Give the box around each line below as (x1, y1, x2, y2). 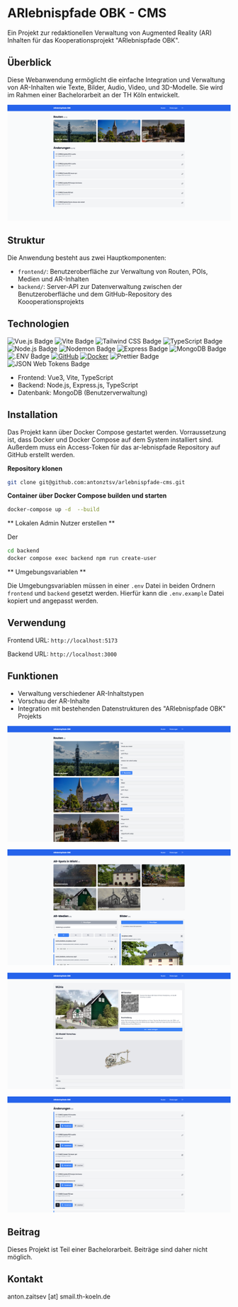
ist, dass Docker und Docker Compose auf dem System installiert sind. (7, 435, 214, 444)
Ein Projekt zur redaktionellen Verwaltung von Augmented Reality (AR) (7, 28, 212, 37)
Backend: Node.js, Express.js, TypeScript (17, 381, 138, 389)
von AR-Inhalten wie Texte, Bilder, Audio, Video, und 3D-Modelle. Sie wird (7, 83, 223, 92)
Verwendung (7, 617, 66, 629)
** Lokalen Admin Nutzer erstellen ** (7, 519, 115, 527)
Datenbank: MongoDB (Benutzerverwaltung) (17, 388, 148, 397)
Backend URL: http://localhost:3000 (7, 650, 117, 658)
